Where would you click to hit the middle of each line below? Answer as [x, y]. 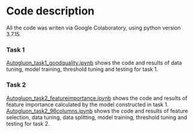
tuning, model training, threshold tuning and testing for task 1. [82, 69]
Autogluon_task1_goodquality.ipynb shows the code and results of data [94, 63]
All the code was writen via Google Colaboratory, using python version [94, 28]
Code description [50, 11]
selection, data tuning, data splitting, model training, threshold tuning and [97, 117]
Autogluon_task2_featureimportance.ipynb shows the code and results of [97, 98]
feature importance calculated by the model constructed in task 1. [87, 104]
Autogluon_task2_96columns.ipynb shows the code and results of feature [97, 111]
